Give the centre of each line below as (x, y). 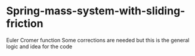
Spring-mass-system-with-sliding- (96, 11)
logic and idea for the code (39, 46)
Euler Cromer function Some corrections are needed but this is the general (98, 40)
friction (25, 24)
